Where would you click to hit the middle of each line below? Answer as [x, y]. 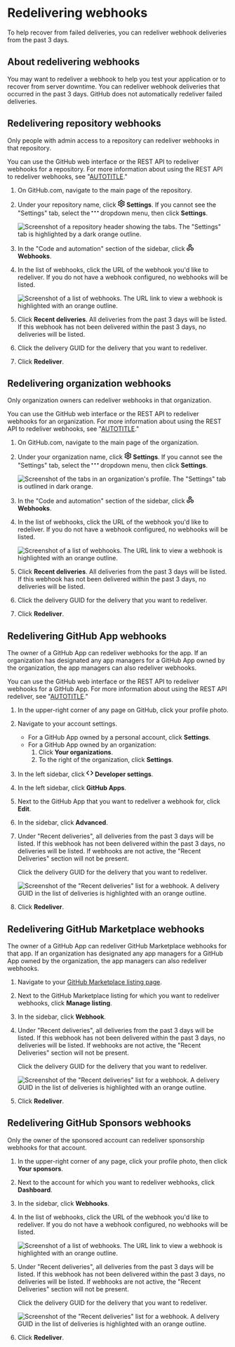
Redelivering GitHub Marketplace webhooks [106, 929]
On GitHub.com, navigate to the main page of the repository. [105, 190]
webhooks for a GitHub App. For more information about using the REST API [117, 689]
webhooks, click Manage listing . [65, 1003]
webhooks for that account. [47, 1147]
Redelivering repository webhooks [84, 123]
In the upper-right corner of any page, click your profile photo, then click [122, 1161]
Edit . [24, 809]
